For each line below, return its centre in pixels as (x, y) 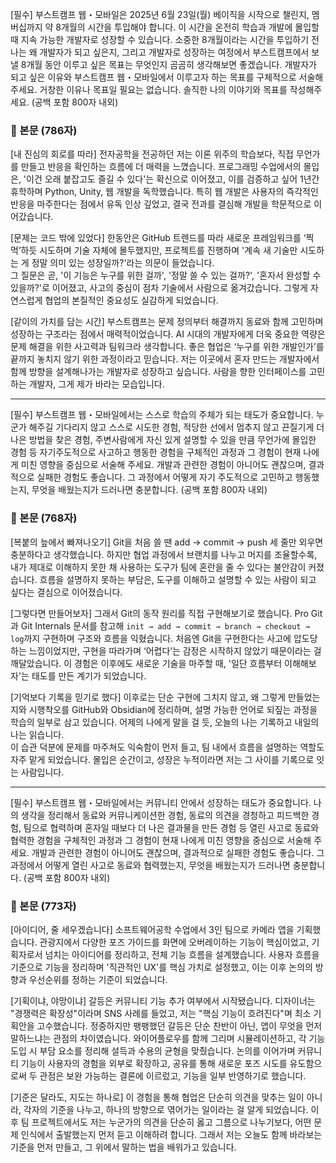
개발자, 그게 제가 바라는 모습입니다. (96, 384)
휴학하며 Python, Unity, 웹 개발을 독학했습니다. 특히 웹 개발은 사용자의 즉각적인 (164, 192)
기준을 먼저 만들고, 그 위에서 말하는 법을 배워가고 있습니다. (123, 1147)
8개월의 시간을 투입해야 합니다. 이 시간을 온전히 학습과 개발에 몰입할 (187, 27)
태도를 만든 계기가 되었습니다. (89, 675)
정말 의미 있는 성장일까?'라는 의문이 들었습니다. (123, 263)
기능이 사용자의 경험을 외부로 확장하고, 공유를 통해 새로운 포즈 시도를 (154, 1063)
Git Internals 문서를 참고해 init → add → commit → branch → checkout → (165, 625)
